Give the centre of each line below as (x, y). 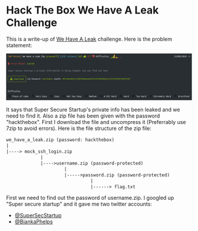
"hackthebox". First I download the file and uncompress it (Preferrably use (96, 122)
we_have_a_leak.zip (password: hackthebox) (60, 140)
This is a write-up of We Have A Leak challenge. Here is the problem (89, 39)
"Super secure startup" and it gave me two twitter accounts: (79, 204)
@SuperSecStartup (38, 215)
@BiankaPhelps (34, 222)
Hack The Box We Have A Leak (82, 10)
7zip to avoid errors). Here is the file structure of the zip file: (79, 128)
